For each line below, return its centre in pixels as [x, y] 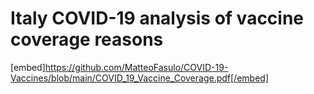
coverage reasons [87, 39]
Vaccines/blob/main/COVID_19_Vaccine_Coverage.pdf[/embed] [139, 78]
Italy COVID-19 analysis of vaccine [157, 18]
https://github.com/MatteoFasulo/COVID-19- [136, 67]
